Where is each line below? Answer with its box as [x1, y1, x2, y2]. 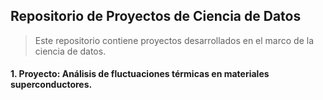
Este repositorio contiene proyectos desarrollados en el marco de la [34, 34, 315, 46]
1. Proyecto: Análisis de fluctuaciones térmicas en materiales [10, 68, 270, 80]
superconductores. [10, 79, 93, 91]
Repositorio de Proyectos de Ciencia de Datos [10, 8, 302, 25]
